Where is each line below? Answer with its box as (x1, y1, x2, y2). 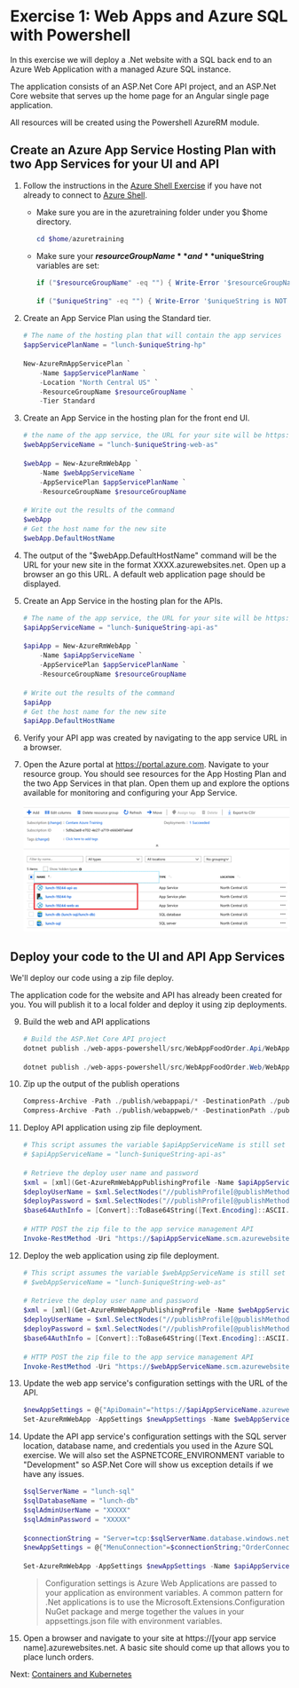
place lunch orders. (22, 1652, 94, 1662)
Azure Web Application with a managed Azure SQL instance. (10, 64, 232, 75)
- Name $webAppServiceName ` (39, 468, 143, 477)
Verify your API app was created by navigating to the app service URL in (22, 733, 287, 743)
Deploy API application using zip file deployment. (22, 1122, 203, 1133)
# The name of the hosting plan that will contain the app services (22, 331, 282, 341)
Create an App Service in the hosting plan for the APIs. (22, 595, 224, 606)
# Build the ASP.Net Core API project (22, 1034, 167, 1043)
